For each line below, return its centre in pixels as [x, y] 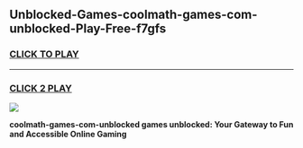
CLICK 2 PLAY [41, 88]
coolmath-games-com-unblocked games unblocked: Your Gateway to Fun [151, 124]
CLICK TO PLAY [44, 55]
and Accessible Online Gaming [68, 134]
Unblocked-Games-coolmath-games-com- [133, 15]
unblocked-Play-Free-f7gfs [88, 29]
